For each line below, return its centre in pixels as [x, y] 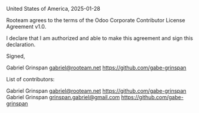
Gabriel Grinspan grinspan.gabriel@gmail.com [63, 97]
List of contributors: [30, 79]
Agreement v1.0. [26, 27]
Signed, [16, 56]
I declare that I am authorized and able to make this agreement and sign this [99, 38]
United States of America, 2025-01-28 [53, 9]
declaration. [21, 45]
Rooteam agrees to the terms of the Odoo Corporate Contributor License [96, 20]
